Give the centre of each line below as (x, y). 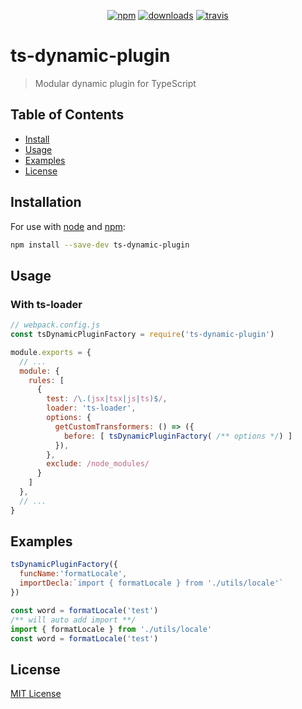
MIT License (36, 694)
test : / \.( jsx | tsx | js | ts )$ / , (107, 399)
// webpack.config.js (55, 325)
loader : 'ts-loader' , (91, 408)
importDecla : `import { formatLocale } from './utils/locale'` (151, 583)
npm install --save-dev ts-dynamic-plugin (100, 245)
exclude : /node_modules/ (98, 464)
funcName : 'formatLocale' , (73, 574)
